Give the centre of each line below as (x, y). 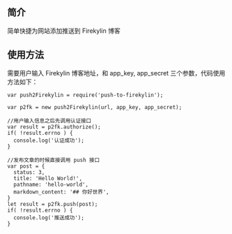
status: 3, (29, 172)
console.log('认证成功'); (49, 140)
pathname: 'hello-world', (51, 184)
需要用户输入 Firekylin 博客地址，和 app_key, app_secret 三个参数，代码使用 (116, 73)
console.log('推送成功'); (49, 218)
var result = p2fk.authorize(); (54, 127)
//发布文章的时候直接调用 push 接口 (53, 160)
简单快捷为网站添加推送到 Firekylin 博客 (64, 31)
